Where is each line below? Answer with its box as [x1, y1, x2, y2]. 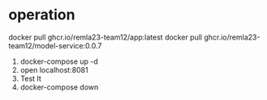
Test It [19, 73, 42, 83]
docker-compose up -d [19, 56, 99, 66]
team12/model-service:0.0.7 [8, 40, 102, 50]
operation [8, 6, 75, 24]
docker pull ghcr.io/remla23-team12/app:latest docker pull [8, 32, 203, 42]
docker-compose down [19, 82, 99, 92]
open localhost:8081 [19, 65, 88, 74]
